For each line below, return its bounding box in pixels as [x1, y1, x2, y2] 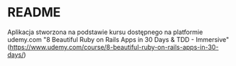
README [7, 4, 61, 21]
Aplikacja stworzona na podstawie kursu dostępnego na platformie [7, 28, 203, 36]
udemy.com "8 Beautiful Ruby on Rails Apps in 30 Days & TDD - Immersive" [7, 35, 230, 43]
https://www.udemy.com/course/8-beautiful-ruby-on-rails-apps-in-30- [9, 43, 219, 51]
